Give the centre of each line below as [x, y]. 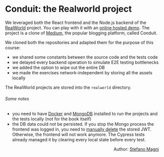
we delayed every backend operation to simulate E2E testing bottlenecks [85, 62]
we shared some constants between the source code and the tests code [85, 57]
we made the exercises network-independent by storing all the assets [82, 72]
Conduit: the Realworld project [68, 9]
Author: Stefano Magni [136, 149]
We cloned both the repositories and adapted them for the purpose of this [79, 42]
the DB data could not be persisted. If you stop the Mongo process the [83, 124]
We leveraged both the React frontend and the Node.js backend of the [76, 22]
